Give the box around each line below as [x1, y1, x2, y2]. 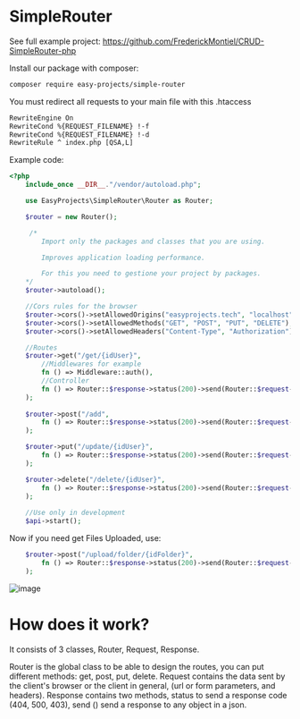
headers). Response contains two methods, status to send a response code [9, 689, 287, 700]
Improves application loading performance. [41, 253, 205, 262]
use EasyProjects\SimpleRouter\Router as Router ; [25, 197, 214, 206]
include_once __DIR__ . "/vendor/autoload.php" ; [25, 181, 202, 190]
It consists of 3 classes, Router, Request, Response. [9, 644, 200, 655]
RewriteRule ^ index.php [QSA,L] [9, 139, 134, 148]
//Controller [41, 376, 90, 385]
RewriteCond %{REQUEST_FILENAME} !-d [9, 130, 150, 140]
